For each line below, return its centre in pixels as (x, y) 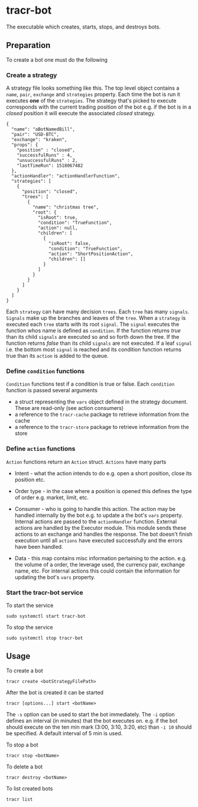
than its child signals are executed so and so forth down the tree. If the (93, 337)
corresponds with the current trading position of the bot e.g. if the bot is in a (99, 107)
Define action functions (41, 449)
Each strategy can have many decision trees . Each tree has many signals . (98, 312)
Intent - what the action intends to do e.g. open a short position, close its (103, 473)
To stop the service (30, 627)
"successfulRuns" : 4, (45, 155)
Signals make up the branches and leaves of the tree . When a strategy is (96, 318)
